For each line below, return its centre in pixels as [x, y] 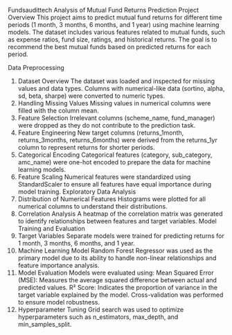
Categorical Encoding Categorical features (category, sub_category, [115, 155]
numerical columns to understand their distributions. [93, 206]
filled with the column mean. [58, 111]
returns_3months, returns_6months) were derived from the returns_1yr [117, 140]
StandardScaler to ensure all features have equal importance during [115, 184]
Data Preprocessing [36, 68]
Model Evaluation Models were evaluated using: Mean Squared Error [116, 273]
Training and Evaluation [51, 229]
